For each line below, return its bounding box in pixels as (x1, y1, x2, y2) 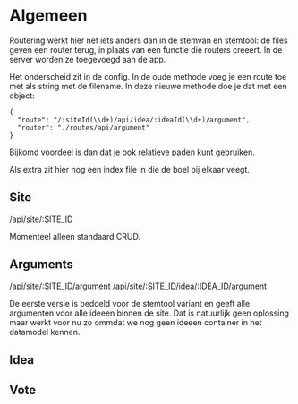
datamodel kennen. (9, 326, 81, 337)
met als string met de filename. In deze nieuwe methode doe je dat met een (9, 80, 288, 91)
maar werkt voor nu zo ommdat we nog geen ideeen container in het (9, 316, 262, 327)
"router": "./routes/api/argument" (17, 122, 150, 132)
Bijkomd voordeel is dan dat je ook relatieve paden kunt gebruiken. (9, 147, 255, 157)
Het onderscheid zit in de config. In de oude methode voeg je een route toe (9, 71, 287, 81)
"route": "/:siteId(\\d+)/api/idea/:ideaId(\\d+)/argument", (17, 115, 251, 124)
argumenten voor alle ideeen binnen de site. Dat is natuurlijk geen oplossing (9, 307, 289, 318)
